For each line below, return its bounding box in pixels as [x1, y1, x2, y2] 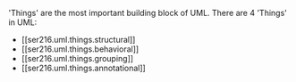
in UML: [8, 17, 38, 28]
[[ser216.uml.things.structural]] [21, 35, 136, 45]
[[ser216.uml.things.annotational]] [21, 62, 147, 73]
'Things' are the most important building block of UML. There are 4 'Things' [8, 8, 287, 18]
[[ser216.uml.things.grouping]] [21, 53, 134, 63]
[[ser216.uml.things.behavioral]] [21, 44, 140, 54]
